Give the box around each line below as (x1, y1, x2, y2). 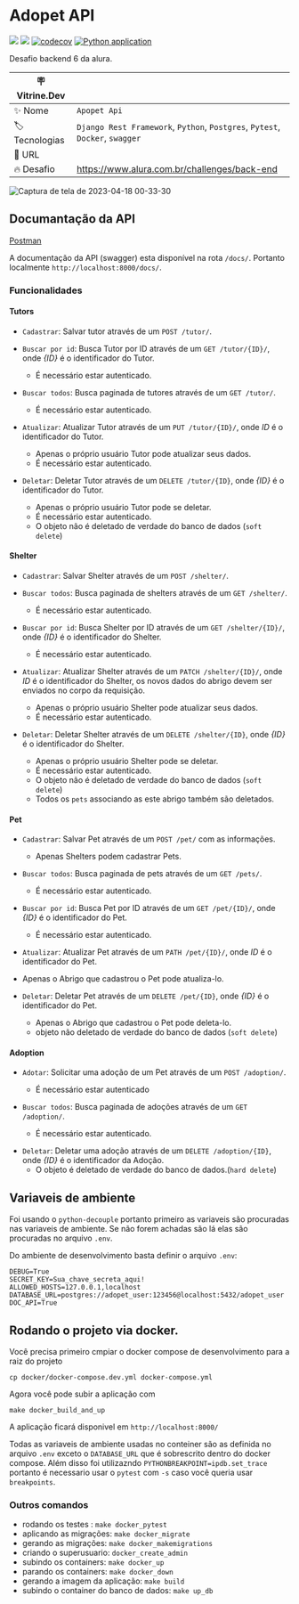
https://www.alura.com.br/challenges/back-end (77, 162, 278, 175)
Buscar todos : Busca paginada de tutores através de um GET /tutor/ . (21, 387, 276, 397)
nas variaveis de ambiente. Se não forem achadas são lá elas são (9, 1224, 248, 1234)
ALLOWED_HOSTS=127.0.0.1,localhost (9, 1283, 141, 1292)
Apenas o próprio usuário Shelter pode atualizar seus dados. (35, 703, 259, 713)
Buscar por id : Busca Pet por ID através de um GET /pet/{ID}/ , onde (21, 903, 276, 914)
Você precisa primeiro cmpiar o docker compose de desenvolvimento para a (9, 1347, 290, 1357)
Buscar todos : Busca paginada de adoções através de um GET (21, 1102, 247, 1112)
